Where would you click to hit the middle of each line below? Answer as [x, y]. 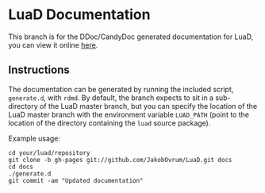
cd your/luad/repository [49, 152]
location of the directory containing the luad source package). [109, 123]
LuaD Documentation [79, 15]
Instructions [39, 70]
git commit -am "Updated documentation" [76, 180]
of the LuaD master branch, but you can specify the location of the [148, 106]
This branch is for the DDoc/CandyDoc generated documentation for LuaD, [131, 37]
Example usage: [35, 138]
